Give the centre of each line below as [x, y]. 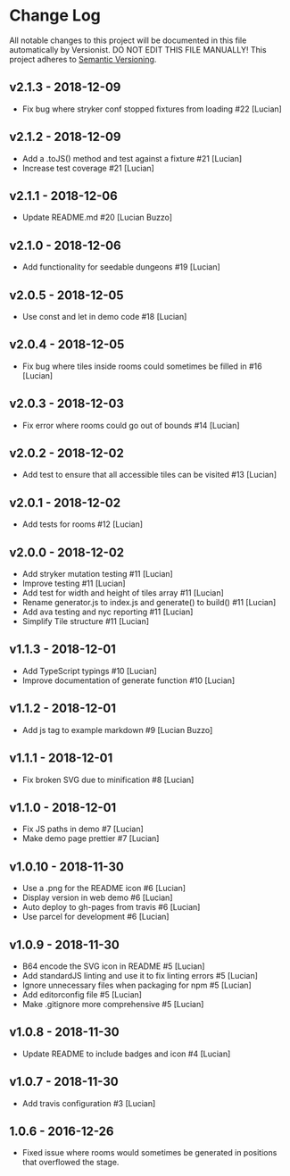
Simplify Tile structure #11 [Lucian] [86, 621]
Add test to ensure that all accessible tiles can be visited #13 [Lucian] [149, 475]
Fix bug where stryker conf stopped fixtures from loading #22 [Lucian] [152, 109]
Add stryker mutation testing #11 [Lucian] [98, 574]
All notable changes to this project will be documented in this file [128, 40]
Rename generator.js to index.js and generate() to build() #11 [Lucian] [149, 603]
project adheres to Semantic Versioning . [83, 59]
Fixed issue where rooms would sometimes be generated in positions [149, 1153]
